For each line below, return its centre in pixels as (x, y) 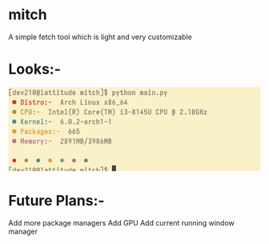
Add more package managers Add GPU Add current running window (121, 222)
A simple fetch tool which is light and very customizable (100, 37)
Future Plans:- (57, 201)
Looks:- (35, 69)
